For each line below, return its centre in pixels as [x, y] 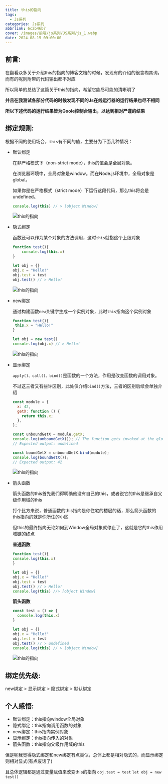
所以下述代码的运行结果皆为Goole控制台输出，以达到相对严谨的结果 [75, 111]
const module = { [31, 402]
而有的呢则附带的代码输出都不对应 [40, 79]
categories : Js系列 [25, 24]
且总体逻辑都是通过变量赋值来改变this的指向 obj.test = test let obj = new [83, 772]
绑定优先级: [23, 676]
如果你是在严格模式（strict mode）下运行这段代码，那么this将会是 [81, 190]
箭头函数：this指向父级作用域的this [49, 744]
